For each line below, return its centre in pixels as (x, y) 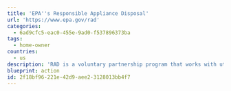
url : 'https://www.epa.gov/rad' (53, 20)
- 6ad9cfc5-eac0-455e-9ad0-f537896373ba (72, 32)
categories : (24, 26)
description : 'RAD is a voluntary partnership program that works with (112, 64)
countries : (23, 52)
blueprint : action (33, 70)
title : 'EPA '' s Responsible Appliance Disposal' (78, 13)
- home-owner (32, 45)
